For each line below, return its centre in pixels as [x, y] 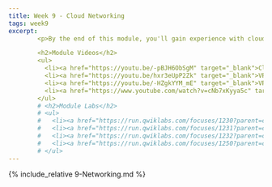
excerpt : [23, 31]
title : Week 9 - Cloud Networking [67, 16]
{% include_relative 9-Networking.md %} [77, 174]
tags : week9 [28, 23]
